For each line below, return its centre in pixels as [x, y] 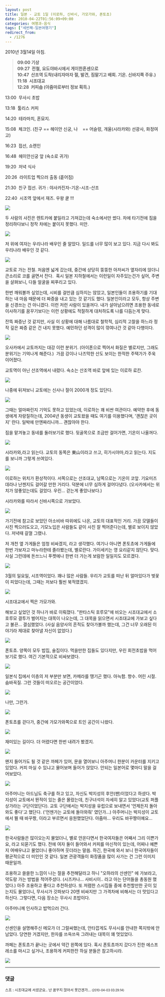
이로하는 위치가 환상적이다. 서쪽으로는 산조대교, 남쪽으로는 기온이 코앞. [72, 478]
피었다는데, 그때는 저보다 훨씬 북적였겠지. [50, 582]
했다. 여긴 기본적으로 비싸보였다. [49, 656]
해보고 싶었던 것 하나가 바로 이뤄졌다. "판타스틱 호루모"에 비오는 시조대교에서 [79, 612]
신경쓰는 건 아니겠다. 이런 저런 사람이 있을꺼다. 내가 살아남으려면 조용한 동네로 [85, 305]
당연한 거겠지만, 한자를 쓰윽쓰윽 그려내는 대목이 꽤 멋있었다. [76, 934]
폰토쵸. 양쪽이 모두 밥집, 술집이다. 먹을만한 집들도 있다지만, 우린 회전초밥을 [76, 650]
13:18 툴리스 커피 [22, 108]
